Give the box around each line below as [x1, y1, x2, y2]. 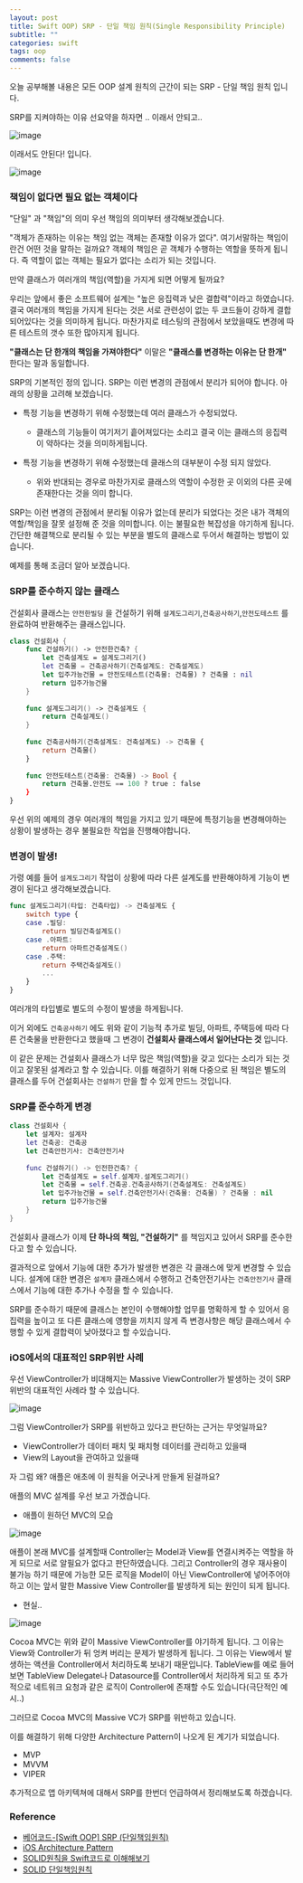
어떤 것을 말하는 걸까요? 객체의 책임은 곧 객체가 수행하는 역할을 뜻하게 [25, 243, 271, 254]
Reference [9, 1811, 56, 1823]
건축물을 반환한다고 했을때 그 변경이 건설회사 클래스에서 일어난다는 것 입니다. [18, 1034, 289, 1045]
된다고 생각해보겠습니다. [25, 884, 111, 894]
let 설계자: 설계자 [25, 1130, 88, 1140]
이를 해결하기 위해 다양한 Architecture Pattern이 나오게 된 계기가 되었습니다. [9, 1731, 280, 1742]
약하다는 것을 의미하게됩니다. [45, 438, 147, 449]
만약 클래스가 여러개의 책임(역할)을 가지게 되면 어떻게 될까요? [9, 274, 224, 285]
